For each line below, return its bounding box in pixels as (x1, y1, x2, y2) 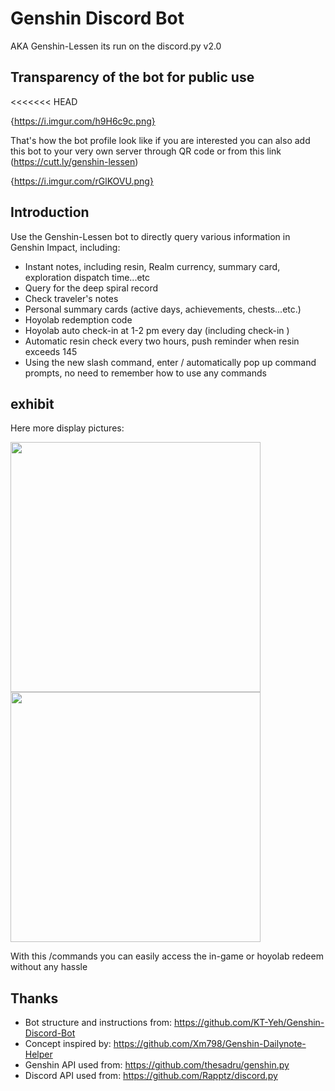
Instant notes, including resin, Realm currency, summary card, (24, 260, 281, 272)
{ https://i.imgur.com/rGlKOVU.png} (10, 175, 154, 187)
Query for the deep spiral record (24, 282, 158, 294)
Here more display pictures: (10, 422, 125, 434)
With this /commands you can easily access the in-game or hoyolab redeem (10, 950, 324, 962)
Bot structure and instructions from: (24, 1017, 173, 1029)
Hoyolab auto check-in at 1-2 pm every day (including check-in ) (24, 324, 290, 336)
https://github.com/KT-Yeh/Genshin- (174, 1017, 325, 1029)
